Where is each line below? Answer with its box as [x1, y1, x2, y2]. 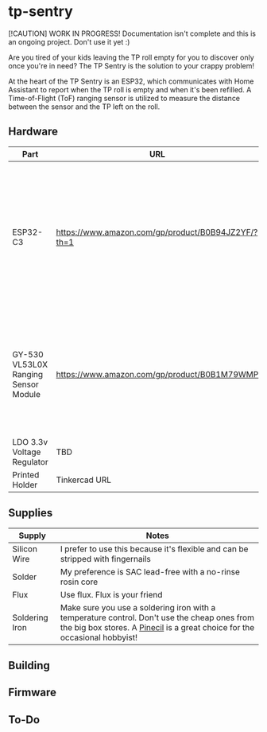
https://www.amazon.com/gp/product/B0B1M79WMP [56, 368, 259, 380]
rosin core [60, 576, 98, 587]
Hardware [8, 125, 58, 138]
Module [12, 388, 41, 399]
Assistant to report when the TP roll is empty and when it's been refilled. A [8, 84, 252, 94]
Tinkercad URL [56, 474, 112, 485]
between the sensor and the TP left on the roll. [8, 102, 161, 111]
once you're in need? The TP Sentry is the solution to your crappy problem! [8, 60, 255, 70]
